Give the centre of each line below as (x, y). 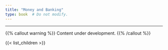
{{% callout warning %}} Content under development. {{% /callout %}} (78, 33)
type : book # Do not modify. (37, 14)
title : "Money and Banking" (34, 10)
